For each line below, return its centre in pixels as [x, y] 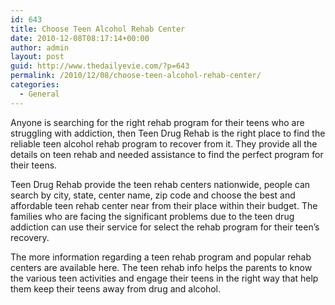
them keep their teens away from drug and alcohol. [116, 288]
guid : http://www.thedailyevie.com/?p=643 [100, 66]
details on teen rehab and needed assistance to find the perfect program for [167, 154]
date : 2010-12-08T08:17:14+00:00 [80, 38]
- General [39, 94]
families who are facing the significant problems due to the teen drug [152, 216]
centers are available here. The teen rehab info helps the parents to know [161, 267]
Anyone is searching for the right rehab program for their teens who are [157, 122]
